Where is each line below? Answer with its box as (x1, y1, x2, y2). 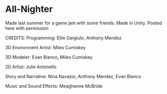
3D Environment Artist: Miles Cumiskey (5, 44, 86, 50)
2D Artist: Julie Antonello (5, 64, 57, 70)
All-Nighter (5, 3, 53, 15)
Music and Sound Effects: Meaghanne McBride (5, 83, 103, 89)
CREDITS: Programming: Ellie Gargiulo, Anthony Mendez (5, 35, 122, 41)
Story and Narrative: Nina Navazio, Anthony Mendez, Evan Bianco (5, 73, 141, 79)
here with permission (5, 25, 49, 31)
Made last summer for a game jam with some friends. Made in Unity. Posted (5, 20, 162, 26)
